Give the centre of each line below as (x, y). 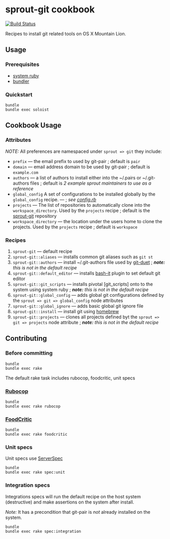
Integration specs (28, 486)
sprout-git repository (35, 216)
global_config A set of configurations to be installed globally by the (84, 194)
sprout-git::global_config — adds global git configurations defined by (88, 295)
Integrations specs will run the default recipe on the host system (73, 496)
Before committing (29, 353)
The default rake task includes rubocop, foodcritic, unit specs (70, 378)
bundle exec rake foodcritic (36, 435)
